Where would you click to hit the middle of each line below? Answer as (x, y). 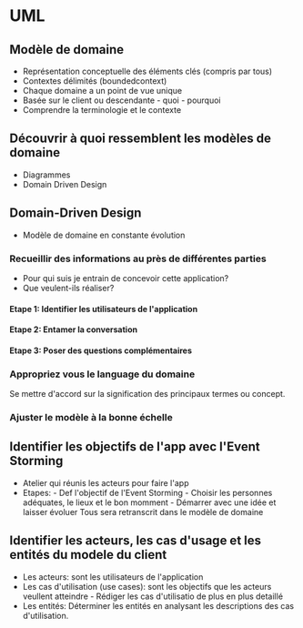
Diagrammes (46, 175)
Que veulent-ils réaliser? (68, 288)
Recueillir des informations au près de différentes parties (138, 258)
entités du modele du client (88, 555)
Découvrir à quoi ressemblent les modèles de (140, 139)
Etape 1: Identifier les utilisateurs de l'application (104, 309)
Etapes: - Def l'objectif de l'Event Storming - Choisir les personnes (147, 492)
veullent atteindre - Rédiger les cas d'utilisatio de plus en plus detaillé (153, 596)
